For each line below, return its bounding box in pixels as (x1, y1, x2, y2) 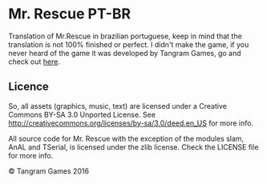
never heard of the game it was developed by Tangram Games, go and (8, 48, 242, 58)
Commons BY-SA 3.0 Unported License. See (8, 110, 156, 119)
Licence (8, 80, 50, 94)
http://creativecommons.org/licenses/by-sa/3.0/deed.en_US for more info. (8, 118, 254, 128)
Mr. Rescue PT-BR (8, 5, 131, 23)
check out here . (8, 57, 60, 66)
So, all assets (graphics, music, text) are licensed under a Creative (8, 101, 227, 110)
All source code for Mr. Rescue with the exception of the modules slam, (8, 134, 245, 143)
